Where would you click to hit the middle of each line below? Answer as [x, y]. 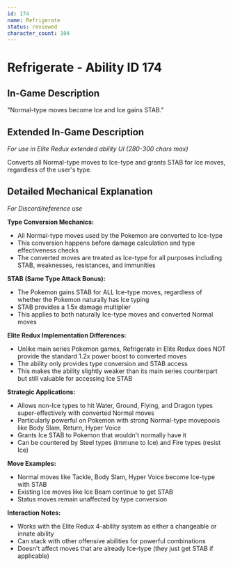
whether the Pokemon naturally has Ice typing [83, 299]
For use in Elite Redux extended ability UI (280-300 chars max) [98, 149]
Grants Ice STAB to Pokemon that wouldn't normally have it [102, 435]
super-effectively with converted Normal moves [86, 413]
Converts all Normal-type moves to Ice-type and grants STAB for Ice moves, [116, 162]
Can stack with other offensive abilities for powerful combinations [112, 540]
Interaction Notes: [34, 513]
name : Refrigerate [34, 20]
